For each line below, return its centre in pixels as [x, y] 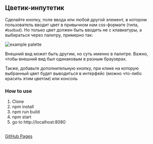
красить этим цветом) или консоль [42, 78]
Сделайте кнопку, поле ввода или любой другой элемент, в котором [76, 19]
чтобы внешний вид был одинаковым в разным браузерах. [66, 59]
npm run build [26, 112]
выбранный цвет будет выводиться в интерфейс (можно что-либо [73, 73]
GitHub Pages [19, 136]
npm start [21, 117]
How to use [19, 91]
